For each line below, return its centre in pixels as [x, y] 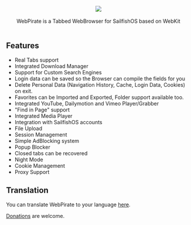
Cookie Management [40, 166]
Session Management [41, 134]
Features [23, 46]
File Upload [28, 128]
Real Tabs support [37, 60]
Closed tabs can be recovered [51, 153]
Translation [27, 190]
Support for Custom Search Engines [58, 72]
